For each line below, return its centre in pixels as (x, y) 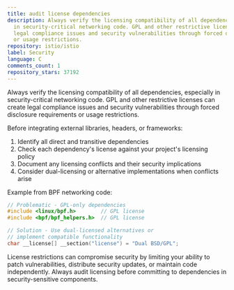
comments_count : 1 (34, 66)
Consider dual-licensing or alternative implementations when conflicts (118, 171)
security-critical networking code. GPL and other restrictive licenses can (111, 99)
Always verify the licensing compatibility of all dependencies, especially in (114, 92)
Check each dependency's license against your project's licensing (112, 149)
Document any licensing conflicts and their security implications (109, 164)
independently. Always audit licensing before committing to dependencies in (117, 271)
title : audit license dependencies (59, 14)
